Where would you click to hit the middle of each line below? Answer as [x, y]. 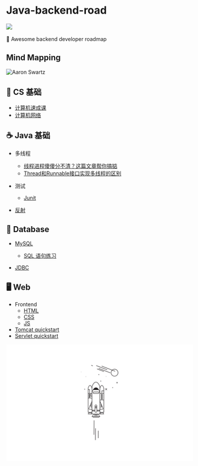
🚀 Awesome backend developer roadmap [56, 39]
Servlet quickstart [36, 336]
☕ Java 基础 [28, 135]
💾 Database [28, 229]
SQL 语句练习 [40, 256]
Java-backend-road [57, 10]
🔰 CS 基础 [24, 92]
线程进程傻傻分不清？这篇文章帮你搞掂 [70, 166]
